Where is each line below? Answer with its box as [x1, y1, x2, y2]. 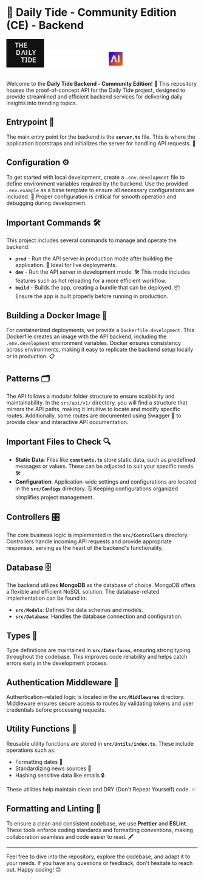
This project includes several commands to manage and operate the [6, 237, 177, 244]
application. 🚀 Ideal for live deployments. [15, 262, 117, 269]
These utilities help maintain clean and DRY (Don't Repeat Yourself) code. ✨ [6, 785, 196, 793]
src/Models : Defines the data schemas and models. [15, 606, 143, 614]
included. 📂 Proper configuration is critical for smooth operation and [6, 193, 177, 200]
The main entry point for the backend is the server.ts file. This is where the [6, 133, 195, 141]
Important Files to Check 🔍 [6, 437, 111, 447]
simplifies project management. [15, 493, 94, 501]
